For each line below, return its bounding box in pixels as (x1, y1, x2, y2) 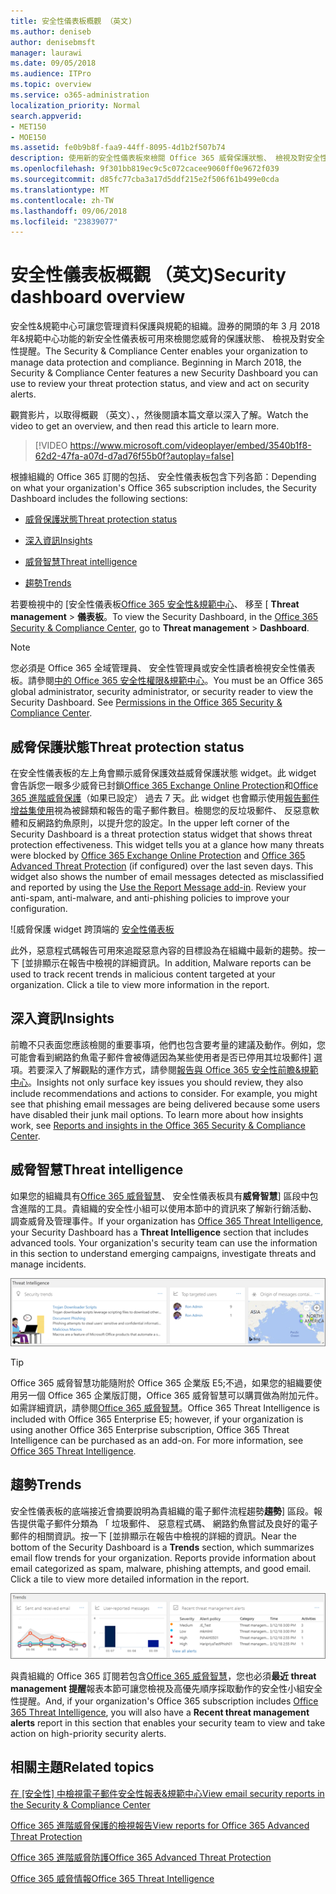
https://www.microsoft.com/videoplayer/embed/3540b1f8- (69, 440, 312, 452)
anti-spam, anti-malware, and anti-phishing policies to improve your (10, 892, 290, 904)
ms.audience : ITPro (10, 69, 92, 79)
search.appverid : (10, 111, 83, 121)
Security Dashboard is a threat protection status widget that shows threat (10, 828, 313, 840)
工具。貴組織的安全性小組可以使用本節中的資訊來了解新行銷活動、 (44, 1202, 317, 1214)
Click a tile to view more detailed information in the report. (10, 1573, 250, 1585)
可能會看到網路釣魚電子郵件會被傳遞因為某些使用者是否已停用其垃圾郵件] (10, 1051, 312, 1063)
